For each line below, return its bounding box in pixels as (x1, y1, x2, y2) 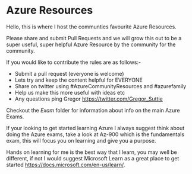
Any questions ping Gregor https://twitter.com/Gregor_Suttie (14, 95, 163, 102)
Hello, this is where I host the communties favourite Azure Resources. (6, 23, 177, 30)
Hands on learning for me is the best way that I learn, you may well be (6, 149, 177, 156)
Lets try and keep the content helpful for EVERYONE (14, 76, 143, 83)
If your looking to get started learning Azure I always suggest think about (6, 124, 185, 131)
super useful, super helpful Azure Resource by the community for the (6, 41, 177, 48)
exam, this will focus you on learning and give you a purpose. (6, 137, 156, 144)
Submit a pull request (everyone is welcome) (14, 70, 124, 77)
